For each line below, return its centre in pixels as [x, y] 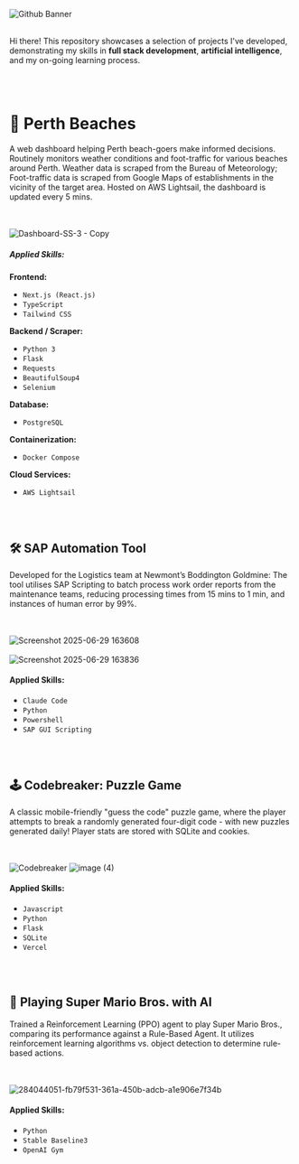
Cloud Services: [40, 474]
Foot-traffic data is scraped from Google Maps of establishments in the [141, 177]
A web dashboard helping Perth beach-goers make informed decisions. [143, 148]
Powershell [43, 720]
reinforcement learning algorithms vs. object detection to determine [135, 1043]
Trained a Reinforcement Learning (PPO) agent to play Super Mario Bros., [146, 1024]
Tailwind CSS [47, 314]
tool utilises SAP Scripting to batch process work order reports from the [143, 584]
